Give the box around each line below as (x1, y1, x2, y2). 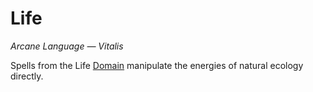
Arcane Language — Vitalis (10, 40, 124, 52)
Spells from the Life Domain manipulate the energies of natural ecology (10, 59, 304, 71)
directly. (10, 70, 44, 82)
